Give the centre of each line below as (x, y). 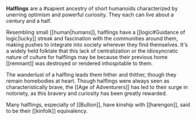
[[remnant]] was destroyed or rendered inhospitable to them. (80, 63)
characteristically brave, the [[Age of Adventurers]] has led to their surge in (97, 87)
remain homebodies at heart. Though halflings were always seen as (88, 81)
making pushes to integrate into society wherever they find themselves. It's (97, 44)
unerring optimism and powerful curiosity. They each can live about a (90, 15)
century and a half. (29, 21)
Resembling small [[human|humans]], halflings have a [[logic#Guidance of (96, 32)
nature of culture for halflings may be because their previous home (87, 57)
